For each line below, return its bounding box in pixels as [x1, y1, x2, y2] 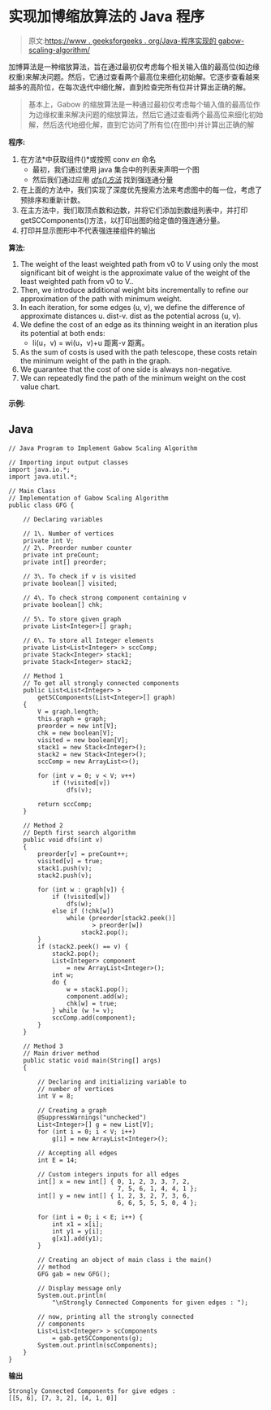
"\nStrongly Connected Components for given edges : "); [51, 1299, 249, 1307]
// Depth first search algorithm [23, 828, 136, 836]
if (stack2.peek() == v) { [37, 942, 129, 950]
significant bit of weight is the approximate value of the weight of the [19, 268, 251, 277]
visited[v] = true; [37, 857, 104, 865]
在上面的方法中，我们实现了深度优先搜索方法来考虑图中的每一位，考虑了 [19, 185, 262, 194]
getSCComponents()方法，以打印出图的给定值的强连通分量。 [19, 215, 225, 225]
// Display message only [37, 1284, 122, 1292]
